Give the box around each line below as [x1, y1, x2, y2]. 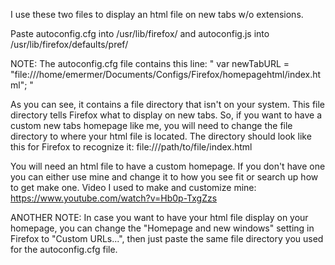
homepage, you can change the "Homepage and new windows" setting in [10, 222, 315, 234]
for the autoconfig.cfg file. [10, 244, 118, 255]
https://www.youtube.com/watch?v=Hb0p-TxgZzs [10, 192, 218, 204]
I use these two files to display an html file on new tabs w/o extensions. [10, 9, 304, 20]
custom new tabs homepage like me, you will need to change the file [10, 120, 293, 131]
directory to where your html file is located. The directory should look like [10, 130, 312, 142]
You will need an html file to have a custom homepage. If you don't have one [10, 160, 326, 172]
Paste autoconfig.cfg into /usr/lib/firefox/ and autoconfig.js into [10, 28, 270, 39]
